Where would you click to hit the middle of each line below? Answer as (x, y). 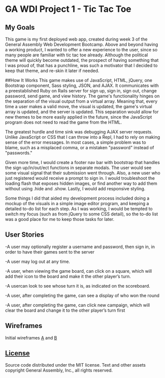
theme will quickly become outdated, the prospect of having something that (82, 60)
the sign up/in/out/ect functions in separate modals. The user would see (78, 168)
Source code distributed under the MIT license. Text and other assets (76, 365)
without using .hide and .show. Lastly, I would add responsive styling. (75, 189)
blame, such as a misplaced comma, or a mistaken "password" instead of (80, 147)
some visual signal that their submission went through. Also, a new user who (83, 173)
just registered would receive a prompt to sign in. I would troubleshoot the (80, 178)
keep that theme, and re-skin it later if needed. (52, 71)
